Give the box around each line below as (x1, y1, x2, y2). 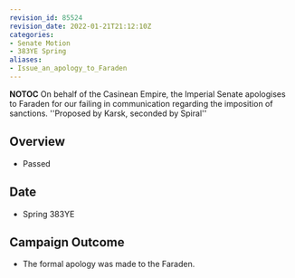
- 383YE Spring (9, 47, 67, 56)
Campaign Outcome (9, 235, 125, 250)
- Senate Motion (9, 38, 71, 48)
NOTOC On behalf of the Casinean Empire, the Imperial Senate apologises (9, 88, 287, 100)
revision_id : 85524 (9, 13, 83, 23)
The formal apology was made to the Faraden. (22, 259, 195, 270)
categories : (9, 30, 54, 39)
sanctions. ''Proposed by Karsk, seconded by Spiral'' (9, 108, 207, 119)
